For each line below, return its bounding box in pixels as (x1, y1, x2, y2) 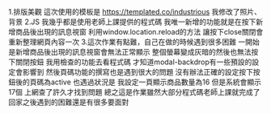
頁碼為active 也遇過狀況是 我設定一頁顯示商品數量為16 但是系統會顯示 (29, 77, 261, 87)
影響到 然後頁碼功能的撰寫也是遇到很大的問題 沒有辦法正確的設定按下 (22, 67, 253, 76)
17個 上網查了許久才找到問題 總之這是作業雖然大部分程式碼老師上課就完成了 (8, 88, 260, 96)
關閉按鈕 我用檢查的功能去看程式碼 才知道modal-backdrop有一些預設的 (15, 57, 252, 67)
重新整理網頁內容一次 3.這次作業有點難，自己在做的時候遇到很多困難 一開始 (8, 37, 260, 47)
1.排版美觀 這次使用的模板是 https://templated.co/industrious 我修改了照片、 (8, 7, 261, 16)
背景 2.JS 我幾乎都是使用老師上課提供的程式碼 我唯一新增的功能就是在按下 (8, 17, 256, 26)
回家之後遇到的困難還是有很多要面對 (8, 97, 129, 107)
